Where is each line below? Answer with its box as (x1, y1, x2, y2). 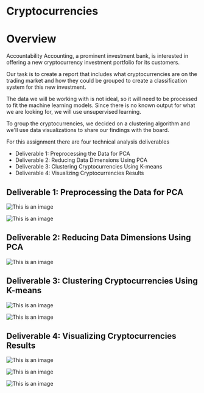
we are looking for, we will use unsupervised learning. (6, 108, 141, 116)
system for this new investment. (6, 83, 86, 91)
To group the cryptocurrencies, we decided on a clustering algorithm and (6, 120, 191, 127)
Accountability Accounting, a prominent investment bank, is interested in (6, 52, 189, 60)
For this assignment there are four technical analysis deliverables (6, 138, 170, 145)
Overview (6, 32, 57, 46)
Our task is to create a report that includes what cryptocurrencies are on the (6, 71, 198, 78)
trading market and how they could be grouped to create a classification (6, 77, 188, 85)
